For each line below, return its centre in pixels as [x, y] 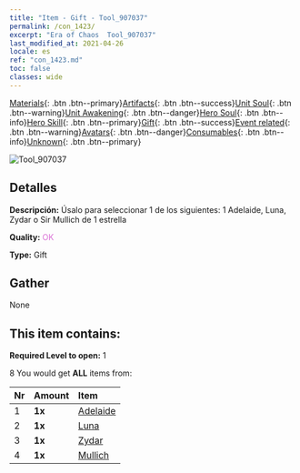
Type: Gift [28, 255]
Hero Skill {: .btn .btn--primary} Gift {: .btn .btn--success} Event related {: [159, 122]
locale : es [30, 52]
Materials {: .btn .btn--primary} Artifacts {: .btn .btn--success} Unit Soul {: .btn [151, 103]
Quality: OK [32, 236]
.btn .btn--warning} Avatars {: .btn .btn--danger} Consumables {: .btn [135, 132]
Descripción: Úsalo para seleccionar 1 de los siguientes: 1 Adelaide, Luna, [148, 209]
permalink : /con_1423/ [52, 26]
